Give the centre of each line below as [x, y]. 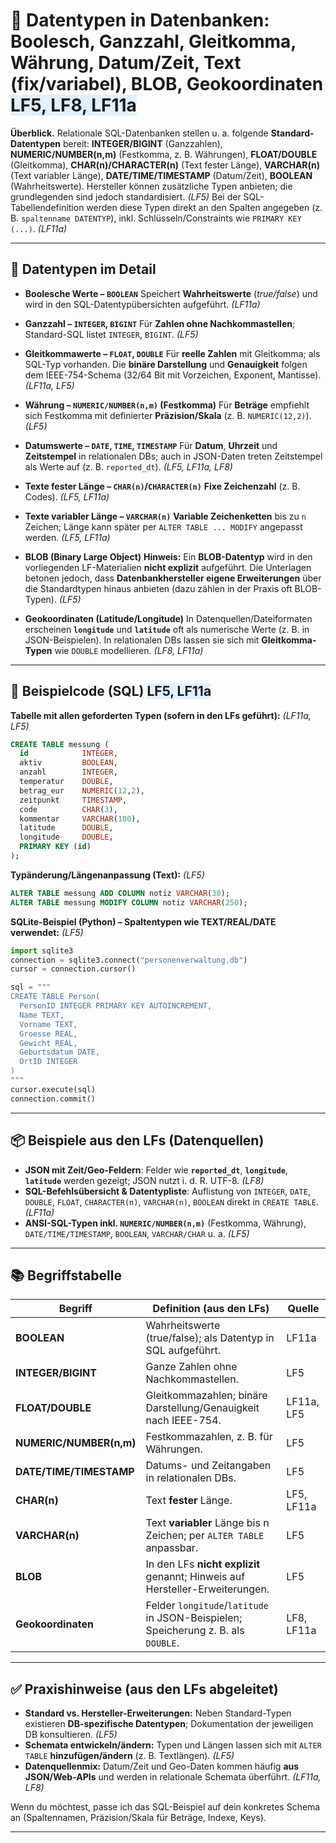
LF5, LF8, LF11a [73, 105]
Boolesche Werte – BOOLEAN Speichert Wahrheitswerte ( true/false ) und [171, 293]
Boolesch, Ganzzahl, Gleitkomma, [153, 41]
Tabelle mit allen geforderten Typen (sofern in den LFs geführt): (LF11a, [161, 715]
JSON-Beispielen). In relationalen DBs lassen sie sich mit [142, 640]
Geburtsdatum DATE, [60, 1052]
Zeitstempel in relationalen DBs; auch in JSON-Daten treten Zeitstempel [173, 456]
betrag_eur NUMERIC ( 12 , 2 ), [82, 790]
